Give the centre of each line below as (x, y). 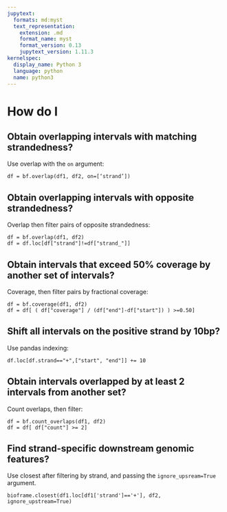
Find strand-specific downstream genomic (101, 448)
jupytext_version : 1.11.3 (57, 52)
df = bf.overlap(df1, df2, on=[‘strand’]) (69, 177)
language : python (38, 71)
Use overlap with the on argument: (56, 164)
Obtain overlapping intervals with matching (102, 136)
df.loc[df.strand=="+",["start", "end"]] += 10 (77, 360)
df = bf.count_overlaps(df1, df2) (57, 421)
